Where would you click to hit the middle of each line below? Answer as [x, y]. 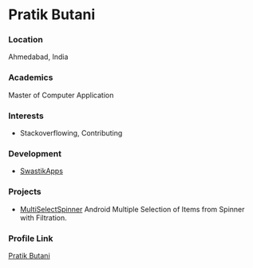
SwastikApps [42, 171]
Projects [25, 191]
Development [35, 154]
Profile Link [31, 238]
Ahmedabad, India [38, 57]
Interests [26, 116]
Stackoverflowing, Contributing [71, 133]
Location [26, 40]
